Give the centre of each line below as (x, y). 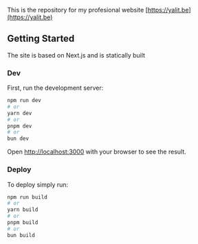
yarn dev (20, 113)
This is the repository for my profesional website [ (77, 10)
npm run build (27, 197)
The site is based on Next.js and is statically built (76, 55)
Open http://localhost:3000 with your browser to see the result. (97, 152)
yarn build (23, 210)
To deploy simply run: (38, 184)
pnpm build (23, 223)
